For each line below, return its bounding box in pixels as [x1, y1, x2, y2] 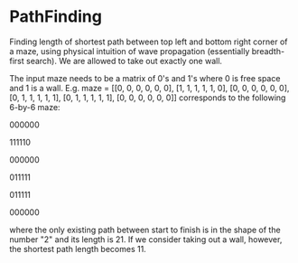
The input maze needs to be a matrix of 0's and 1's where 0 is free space [9, 72, 281, 83]
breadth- [251, 45, 285, 56]
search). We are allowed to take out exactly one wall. [25, 55, 223, 66]
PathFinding [9, 6, 102, 27]
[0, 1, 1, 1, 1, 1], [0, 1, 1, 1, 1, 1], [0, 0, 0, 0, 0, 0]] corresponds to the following [9, 92, 286, 103]
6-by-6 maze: [9, 101, 61, 112]
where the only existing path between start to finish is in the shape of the [9, 224, 282, 235]
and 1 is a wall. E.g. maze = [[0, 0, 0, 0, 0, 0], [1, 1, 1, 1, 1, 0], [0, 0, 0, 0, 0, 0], [9, 82, 290, 93]
